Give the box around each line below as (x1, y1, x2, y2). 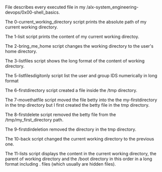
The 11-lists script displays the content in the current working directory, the (5, 151, 157, 156)
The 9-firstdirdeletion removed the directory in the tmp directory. (5, 126, 136, 132)
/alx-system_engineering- (86, 4, 139, 10)
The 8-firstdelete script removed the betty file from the (5, 112, 116, 117)
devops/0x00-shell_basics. (5, 9, 60, 15)
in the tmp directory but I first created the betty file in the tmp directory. (5, 102, 150, 108)
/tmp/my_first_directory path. (5, 117, 64, 122)
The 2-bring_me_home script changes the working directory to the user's (5, 43, 154, 49)
